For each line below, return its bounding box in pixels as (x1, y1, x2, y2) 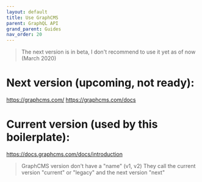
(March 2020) (21, 55, 57, 62)
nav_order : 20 (6, 32, 43, 38)
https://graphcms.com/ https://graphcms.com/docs (6, 96, 136, 103)
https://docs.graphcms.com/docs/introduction (6, 150, 123, 158)
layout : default (6, 9, 48, 15)
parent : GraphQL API (6, 20, 59, 26)
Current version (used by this (6, 117, 158, 131)
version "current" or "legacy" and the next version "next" (21, 169, 165, 176)
